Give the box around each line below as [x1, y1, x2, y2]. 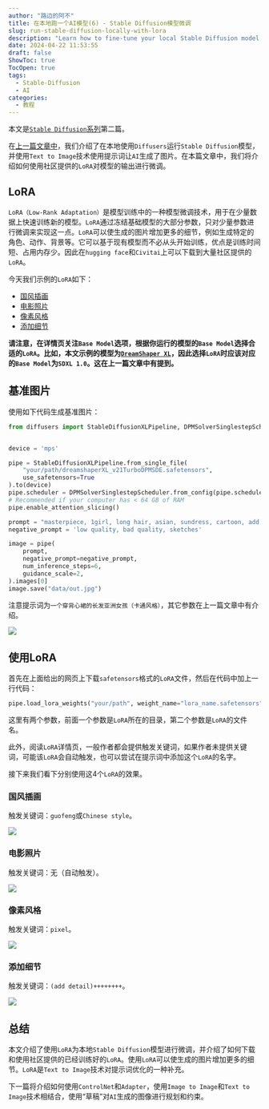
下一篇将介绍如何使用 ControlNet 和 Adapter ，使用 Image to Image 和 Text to [8, 1082, 251, 1091]
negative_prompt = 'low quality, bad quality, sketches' [8, 526, 203, 534]
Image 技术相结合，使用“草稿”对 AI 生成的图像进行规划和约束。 [8, 1091, 208, 1102]
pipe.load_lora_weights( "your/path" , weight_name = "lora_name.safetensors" [8, 700, 263, 708]
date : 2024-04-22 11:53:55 [8, 42, 98, 50]
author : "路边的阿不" [8, 11, 74, 20]
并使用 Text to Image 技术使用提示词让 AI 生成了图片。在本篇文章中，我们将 [8, 151, 252, 161]
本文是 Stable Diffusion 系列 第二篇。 [8, 124, 130, 134]
